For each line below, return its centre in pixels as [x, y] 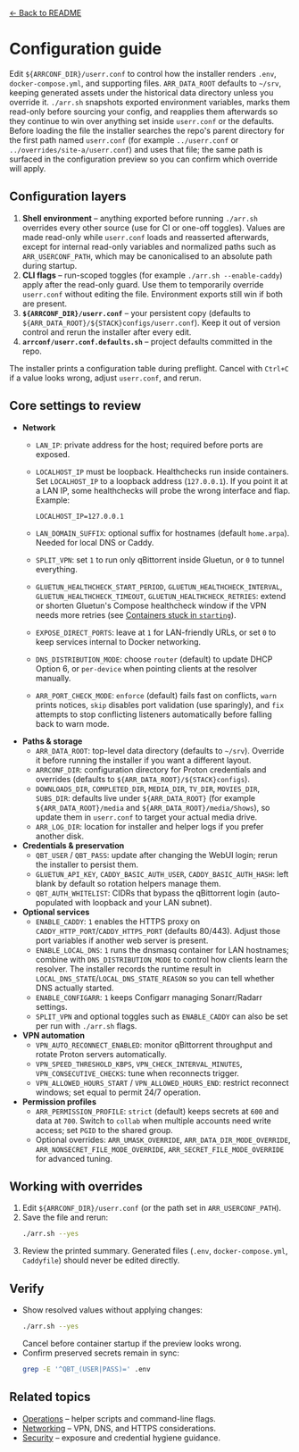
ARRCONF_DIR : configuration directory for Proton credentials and [151, 769]
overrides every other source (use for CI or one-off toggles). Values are [154, 228]
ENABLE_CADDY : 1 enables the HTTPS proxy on [118, 921]
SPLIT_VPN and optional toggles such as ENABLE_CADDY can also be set [162, 1016]
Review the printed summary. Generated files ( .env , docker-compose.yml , [155, 1251]
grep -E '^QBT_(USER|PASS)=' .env [86, 1369]
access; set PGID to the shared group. [104, 1130]
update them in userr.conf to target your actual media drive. [146, 817]
